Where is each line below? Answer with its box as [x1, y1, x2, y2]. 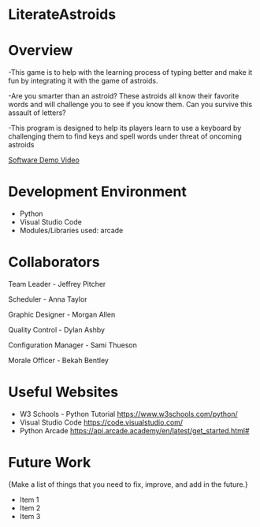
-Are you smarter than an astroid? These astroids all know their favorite [8, 91, 240, 101]
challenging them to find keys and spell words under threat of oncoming [8, 132, 243, 141]
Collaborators [8, 254, 100, 271]
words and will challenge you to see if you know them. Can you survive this [8, 100, 253, 109]
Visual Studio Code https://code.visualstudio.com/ [19, 418, 184, 427]
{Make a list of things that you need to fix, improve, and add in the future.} [8, 479, 248, 489]
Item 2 [19, 503, 41, 513]
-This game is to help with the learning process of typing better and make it [8, 68, 253, 77]
